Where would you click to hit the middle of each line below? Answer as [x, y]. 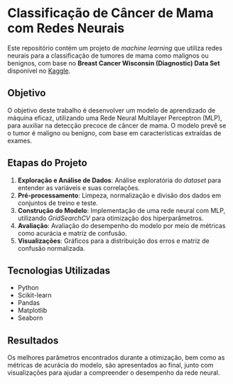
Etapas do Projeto [47, 163]
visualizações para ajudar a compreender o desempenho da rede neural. [114, 373]
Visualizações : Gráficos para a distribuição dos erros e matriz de [113, 241]
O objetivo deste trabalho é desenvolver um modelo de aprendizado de [112, 110]
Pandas [29, 303]
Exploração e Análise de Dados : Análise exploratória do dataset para [119, 180]
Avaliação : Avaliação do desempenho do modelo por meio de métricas [121, 225]
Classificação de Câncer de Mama [110, 13]
